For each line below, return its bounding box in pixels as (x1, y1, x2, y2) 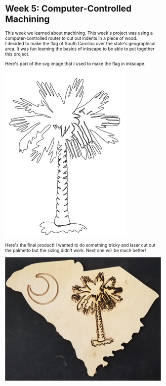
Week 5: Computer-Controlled (5, 3, 132, 14)
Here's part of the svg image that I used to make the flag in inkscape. (5, 61, 146, 66)
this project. (5, 51, 30, 57)
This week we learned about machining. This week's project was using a (5, 30, 153, 36)
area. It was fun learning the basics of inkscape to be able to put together (5, 46, 155, 52)
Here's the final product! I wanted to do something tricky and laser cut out (5, 242, 156, 248)
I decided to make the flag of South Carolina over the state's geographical (5, 40, 156, 46)
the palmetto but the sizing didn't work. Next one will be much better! (5, 247, 146, 253)
